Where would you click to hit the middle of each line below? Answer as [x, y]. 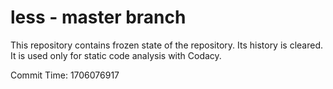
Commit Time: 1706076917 [65, 75]
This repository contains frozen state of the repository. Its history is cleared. [166, 45]
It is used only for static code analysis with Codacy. [116, 55]
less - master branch [98, 17]
